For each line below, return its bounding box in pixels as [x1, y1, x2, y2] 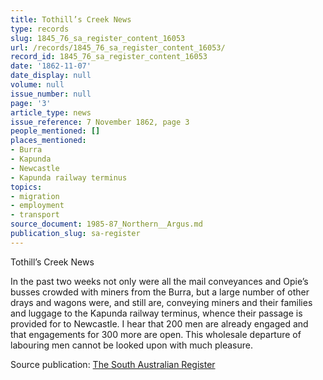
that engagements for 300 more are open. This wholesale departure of [10, 328, 302, 340]
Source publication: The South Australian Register [10, 358, 216, 370]
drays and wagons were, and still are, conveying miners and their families [10, 296, 313, 308]
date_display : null [10, 71, 92, 81]
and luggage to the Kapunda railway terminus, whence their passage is [10, 307, 303, 319]
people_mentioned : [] [10, 126, 101, 136]
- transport [10, 210, 60, 220]
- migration [10, 191, 60, 201]
